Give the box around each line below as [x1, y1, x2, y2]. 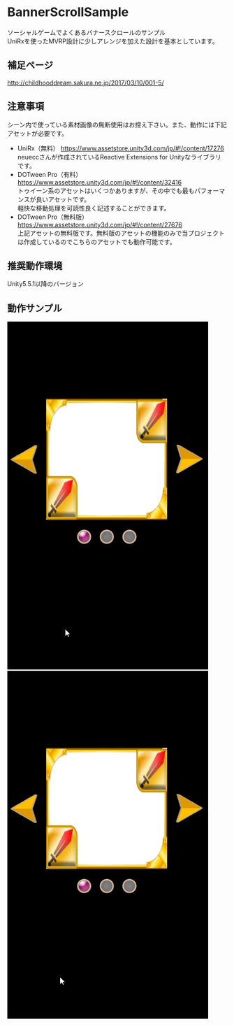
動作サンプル [7, 302, 63, 314]
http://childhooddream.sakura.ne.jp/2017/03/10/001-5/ [7, 78, 164, 87]
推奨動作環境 [7, 259, 63, 271]
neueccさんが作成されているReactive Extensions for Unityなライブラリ [17, 152, 222, 161]
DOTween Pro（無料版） [17, 213, 89, 221]
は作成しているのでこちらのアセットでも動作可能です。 [17, 237, 176, 245]
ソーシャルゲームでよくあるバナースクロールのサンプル [7, 28, 166, 36]
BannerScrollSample [7, 4, 129, 20]
